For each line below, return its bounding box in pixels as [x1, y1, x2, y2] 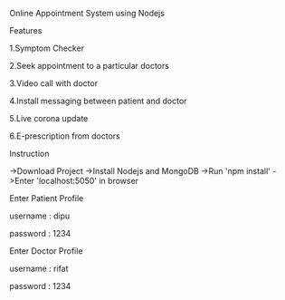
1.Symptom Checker [9, 43, 84, 53]
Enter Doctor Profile [9, 246, 83, 256]
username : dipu [9, 210, 71, 221]
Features [9, 25, 43, 35]
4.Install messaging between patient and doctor [9, 95, 187, 106]
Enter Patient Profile [9, 193, 84, 203]
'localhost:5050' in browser [35, 176, 138, 186]
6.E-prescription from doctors [9, 131, 120, 141]
